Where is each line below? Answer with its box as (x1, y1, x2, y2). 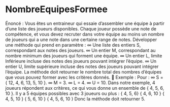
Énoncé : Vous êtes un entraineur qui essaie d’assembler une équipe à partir (5, 20, 165, 26)
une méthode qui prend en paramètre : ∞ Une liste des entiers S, (5, 42, 141, 48)
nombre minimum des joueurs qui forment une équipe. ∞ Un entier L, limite (5, 52, 162, 59)
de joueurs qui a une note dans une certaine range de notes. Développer (5, 37, 157, 43)
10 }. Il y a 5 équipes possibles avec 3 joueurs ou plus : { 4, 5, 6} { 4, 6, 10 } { (5, 90, 165, 96)
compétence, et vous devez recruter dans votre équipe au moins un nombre (5, 31, 164, 37)
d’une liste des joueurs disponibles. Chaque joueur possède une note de (5, 25, 156, 31)
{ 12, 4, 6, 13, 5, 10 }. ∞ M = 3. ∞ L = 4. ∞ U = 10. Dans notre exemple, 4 (5, 80, 156, 86)
